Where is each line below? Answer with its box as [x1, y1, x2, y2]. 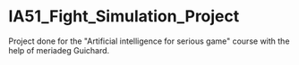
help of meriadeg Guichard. [8, 45, 110, 55]
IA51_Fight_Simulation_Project [8, 6, 240, 27]
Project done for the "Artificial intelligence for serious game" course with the [8, 36, 290, 46]
